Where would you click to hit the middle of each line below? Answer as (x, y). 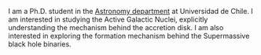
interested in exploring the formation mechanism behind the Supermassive (129, 36)
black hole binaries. (40, 44)
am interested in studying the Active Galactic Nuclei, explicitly (108, 19)
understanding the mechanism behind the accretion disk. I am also (116, 27)
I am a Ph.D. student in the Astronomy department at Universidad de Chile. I (130, 11)
